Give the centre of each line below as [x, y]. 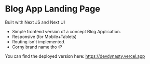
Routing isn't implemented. [39, 41]
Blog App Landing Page [53, 9]
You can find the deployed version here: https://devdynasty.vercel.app [75, 56]
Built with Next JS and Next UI [35, 22]
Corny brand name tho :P [37, 47]
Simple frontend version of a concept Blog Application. [67, 31]
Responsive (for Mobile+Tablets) [44, 37]
